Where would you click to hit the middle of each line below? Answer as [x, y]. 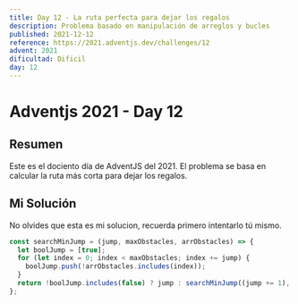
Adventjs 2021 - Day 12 [96, 112]
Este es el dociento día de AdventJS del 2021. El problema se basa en [138, 165]
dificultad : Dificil [48, 59]
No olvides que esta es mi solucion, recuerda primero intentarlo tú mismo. [145, 225]
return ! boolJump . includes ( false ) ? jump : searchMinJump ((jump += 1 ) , [154, 283]
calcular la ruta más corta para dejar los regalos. [98, 175]
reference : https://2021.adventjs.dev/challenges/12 [110, 42]
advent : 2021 [34, 51]
